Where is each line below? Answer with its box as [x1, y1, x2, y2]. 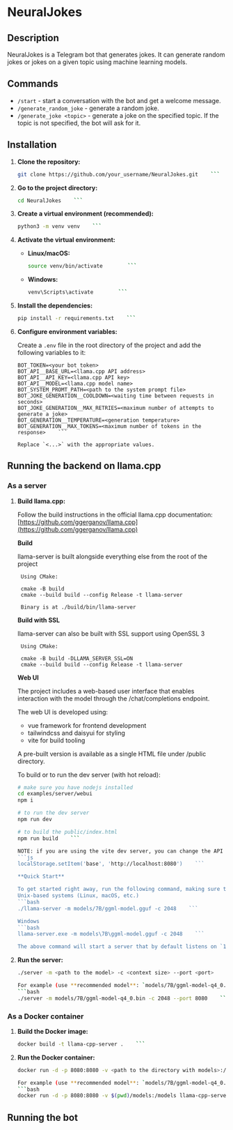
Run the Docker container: [17, 1053, 95, 1062]
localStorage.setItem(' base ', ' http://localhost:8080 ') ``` [17, 860, 205, 868]
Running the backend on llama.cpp [7, 460, 161, 472]
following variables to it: [17, 348, 86, 356]
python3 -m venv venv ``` [17, 223, 102, 230]
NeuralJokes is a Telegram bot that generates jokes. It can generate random [7, 50, 225, 59]
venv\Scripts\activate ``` [27, 289, 128, 296]
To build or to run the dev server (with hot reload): [17, 770, 161, 779]
